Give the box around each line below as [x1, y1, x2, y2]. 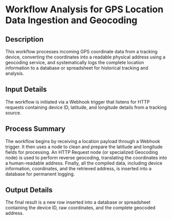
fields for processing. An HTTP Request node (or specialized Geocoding [5, 149, 158, 155]
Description [5, 35, 44, 44]
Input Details [5, 85, 47, 94]
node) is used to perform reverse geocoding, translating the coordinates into [5, 154, 167, 161]
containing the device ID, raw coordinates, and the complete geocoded [5, 205, 156, 211]
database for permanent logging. [5, 171, 75, 177]
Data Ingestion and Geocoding [5, 14, 138, 26]
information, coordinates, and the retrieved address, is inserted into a [5, 165, 152, 171]
